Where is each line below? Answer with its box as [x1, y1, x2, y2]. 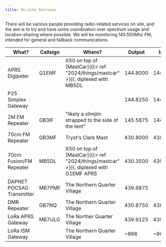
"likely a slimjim [65, 110, 101, 117]
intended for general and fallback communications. [5, 37, 109, 43]
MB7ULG [39, 216, 60, 223]
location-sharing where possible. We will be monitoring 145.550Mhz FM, [5, 31, 152, 37]
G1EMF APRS [65, 170, 97, 177]
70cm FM [7, 131, 31, 138]
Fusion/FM [7, 158, 33, 165]
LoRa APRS [7, 213, 34, 220]
